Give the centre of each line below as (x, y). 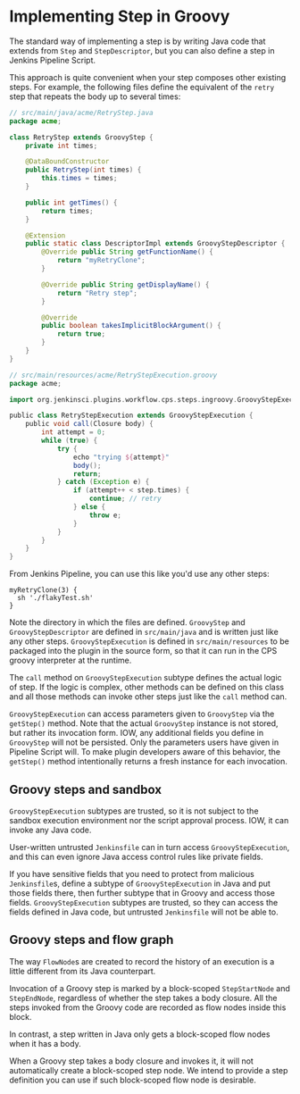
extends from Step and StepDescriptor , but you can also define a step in (142, 50)
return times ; (67, 211)
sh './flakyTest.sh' (55, 598)
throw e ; (105, 515)
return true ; (81, 334)
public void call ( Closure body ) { (89, 424)
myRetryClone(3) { (43, 590)
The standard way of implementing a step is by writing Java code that (137, 41)
